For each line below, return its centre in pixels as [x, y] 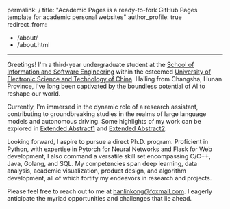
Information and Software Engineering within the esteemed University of [109, 72]
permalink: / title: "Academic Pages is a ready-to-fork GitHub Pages [102, 10]
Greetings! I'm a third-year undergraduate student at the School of [101, 65]
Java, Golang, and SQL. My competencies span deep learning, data [102, 164]
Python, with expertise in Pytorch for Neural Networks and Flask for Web [110, 149]
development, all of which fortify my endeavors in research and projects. [110, 178]
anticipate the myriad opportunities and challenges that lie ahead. [100, 198]
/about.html [33, 45]
